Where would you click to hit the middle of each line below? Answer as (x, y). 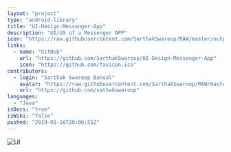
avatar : (30, 84)
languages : (23, 97)
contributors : (27, 71)
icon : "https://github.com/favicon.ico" (78, 65)
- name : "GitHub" (38, 52)
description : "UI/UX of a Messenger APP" (67, 33)
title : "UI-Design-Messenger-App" (57, 26)
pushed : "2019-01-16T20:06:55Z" (53, 122)
